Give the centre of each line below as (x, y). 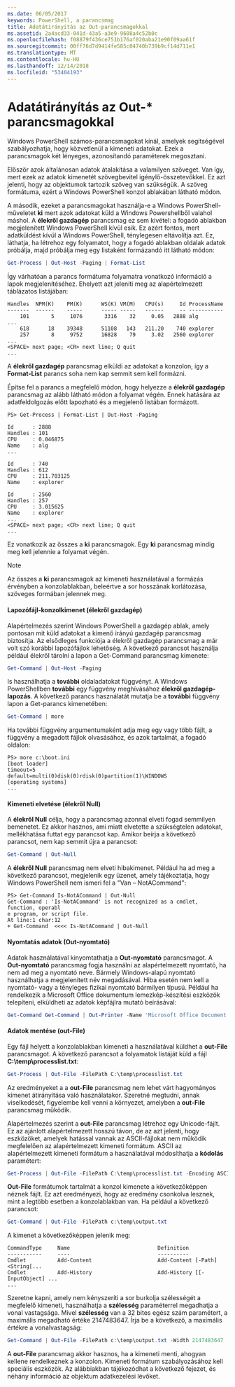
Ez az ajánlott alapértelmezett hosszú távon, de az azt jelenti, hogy (103, 1131)
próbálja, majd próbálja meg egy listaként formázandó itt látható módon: (111, 250)
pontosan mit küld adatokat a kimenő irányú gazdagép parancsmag (104, 633)
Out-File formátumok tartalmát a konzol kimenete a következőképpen (107, 1187)
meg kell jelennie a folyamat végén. (58, 552)
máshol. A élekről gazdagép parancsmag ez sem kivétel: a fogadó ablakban (117, 221)
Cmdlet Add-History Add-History (100, 1273)
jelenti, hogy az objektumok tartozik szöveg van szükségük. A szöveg (107, 185)
